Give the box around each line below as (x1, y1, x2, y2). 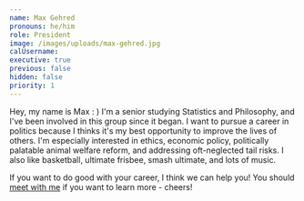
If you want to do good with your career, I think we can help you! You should (9, 172, 295, 183)
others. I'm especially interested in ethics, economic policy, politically (9, 135, 269, 146)
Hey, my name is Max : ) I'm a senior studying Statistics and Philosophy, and (9, 106, 295, 116)
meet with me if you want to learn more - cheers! (9, 181, 193, 192)
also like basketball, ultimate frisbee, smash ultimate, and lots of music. (9, 154, 277, 165)
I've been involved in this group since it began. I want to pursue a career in (9, 116, 289, 126)
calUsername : (9, 47, 59, 56)
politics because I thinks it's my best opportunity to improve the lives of (9, 125, 278, 136)
